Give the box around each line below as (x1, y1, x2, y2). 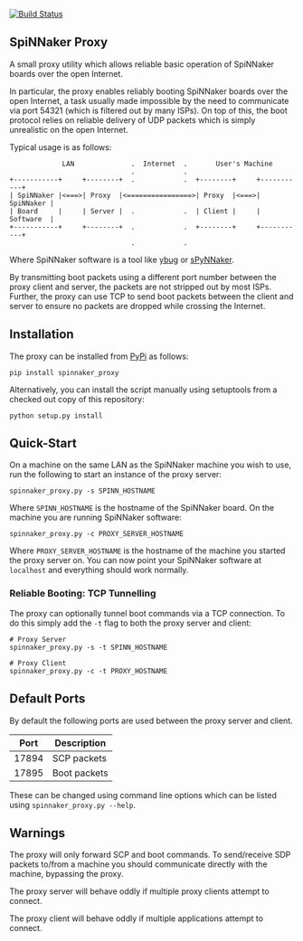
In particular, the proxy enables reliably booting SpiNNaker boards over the (9, 86, 289, 97)
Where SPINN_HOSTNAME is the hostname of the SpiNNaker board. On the (9, 503, 274, 513)
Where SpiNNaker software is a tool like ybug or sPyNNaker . (9, 254, 235, 265)
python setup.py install (9, 411, 103, 420)
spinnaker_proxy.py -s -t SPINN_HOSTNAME (9, 643, 168, 652)
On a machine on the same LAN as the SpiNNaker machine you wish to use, (9, 459, 292, 470)
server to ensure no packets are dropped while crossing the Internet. (9, 300, 266, 311)
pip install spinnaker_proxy (9, 368, 119, 377)
